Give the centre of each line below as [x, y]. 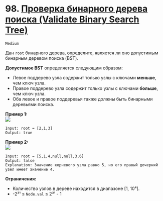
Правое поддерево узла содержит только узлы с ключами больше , [85, 88]
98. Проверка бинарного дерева [76, 9]
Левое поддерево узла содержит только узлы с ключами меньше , [84, 77]
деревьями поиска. [33, 104]
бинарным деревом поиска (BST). [42, 58]
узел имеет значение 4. [30, 169]
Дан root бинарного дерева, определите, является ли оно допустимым [82, 53]
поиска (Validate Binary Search [72, 19]
